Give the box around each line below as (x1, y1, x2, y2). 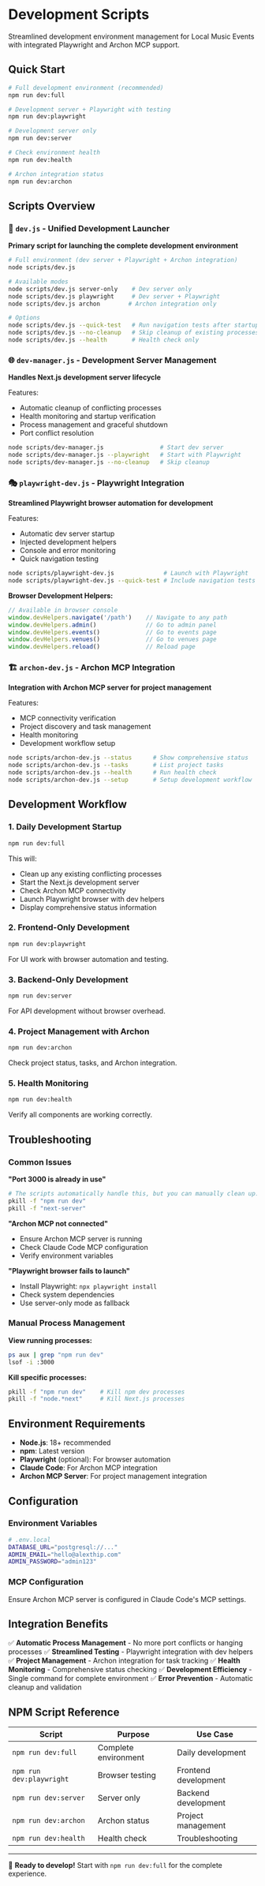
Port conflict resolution (19, 428, 95, 438)
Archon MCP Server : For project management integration (19, 1472, 207, 1481)
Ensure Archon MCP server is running (19, 1233, 143, 1244)
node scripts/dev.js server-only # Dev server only (8, 285, 192, 293)
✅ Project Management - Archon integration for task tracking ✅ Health (8, 1656, 241, 1666)
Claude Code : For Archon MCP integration (19, 1463, 158, 1473)
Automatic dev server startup (19, 529, 115, 538)
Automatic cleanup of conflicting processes (19, 403, 162, 413)
